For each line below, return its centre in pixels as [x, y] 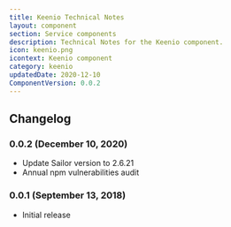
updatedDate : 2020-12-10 [55, 75]
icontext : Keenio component [61, 58]
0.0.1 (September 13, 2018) [68, 195]
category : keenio [41, 67]
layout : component [43, 26]
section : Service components [63, 34]
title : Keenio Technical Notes [67, 17]
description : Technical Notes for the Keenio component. [116, 42]
